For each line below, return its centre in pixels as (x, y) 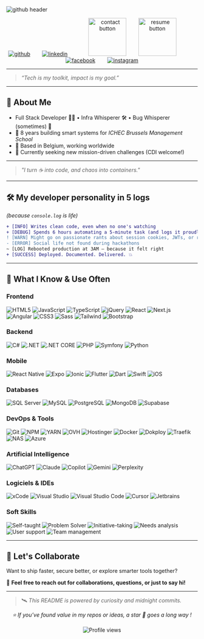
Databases (22, 390)
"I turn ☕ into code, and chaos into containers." (80, 170)
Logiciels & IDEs (30, 483)
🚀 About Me (29, 103)
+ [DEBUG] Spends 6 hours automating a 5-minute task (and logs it (93, 232)
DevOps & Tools (30, 419)
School (24, 139)
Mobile (17, 360)
